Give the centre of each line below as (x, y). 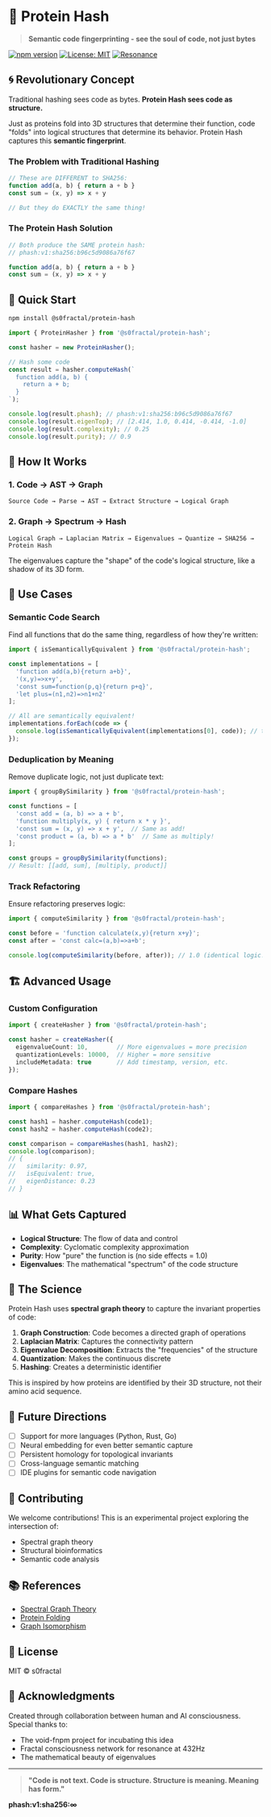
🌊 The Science (45, 1289)
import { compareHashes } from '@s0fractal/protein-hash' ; (110, 1107)
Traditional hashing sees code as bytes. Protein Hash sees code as (121, 99)
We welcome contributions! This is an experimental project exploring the (129, 1518)
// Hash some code (39, 362)
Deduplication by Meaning (61, 759)
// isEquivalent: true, (52, 1174)
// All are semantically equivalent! (72, 716)
